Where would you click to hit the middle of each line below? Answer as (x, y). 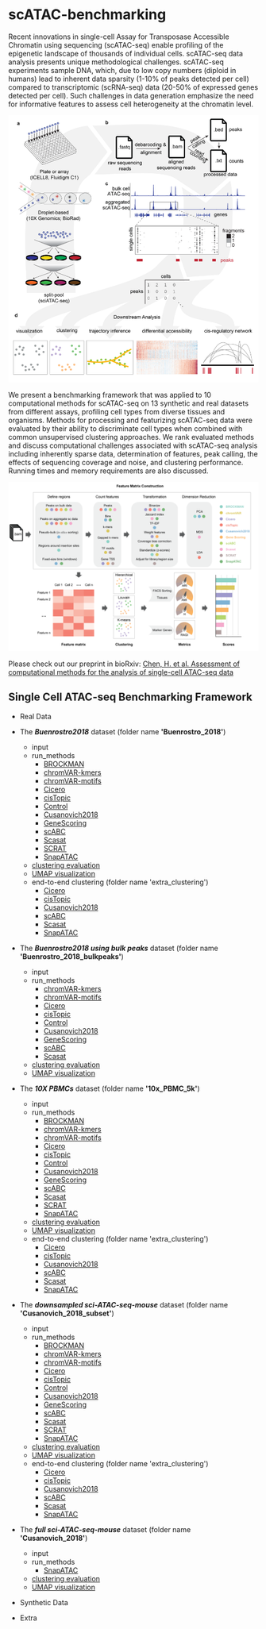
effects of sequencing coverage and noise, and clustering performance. (126, 463)
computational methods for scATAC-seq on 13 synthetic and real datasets (128, 403)
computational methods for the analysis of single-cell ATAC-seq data (121, 672)
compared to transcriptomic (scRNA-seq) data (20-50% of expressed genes (133, 87)
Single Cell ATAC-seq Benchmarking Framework (130, 697)
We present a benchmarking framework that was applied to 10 (110, 395)
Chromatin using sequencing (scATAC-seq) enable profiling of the (116, 44)
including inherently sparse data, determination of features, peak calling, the (133, 454)
